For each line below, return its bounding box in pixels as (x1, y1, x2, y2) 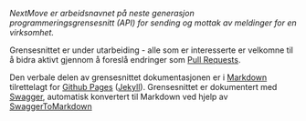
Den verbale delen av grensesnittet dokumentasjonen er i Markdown (9, 72, 268, 83)
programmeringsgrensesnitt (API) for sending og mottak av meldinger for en (9, 17, 297, 28)
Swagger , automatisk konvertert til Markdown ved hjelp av (9, 91, 228, 102)
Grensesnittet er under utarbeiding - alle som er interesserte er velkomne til (9, 45, 294, 55)
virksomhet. (9, 27, 55, 37)
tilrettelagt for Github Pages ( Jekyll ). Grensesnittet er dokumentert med (9, 82, 278, 92)
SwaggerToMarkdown (9, 101, 93, 112)
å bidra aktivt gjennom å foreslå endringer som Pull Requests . (9, 55, 241, 65)
